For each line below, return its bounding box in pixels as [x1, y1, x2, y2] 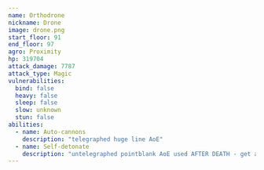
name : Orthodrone [8, 11, 65, 20]
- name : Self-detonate [15, 143, 90, 150]
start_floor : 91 [8, 33, 61, 42]
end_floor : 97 [8, 41, 55, 49]
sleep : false [15, 99, 58, 107]
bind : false [15, 84, 55, 92]
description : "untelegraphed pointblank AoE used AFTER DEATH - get [22, 150, 251, 157]
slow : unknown [15, 107, 61, 114]
